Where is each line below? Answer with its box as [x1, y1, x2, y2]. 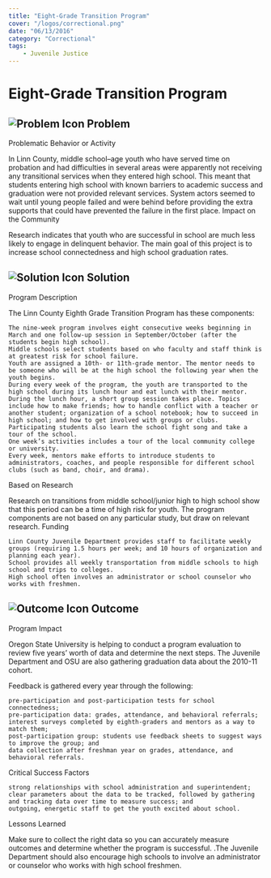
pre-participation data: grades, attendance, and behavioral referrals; [8, 711, 259, 719]
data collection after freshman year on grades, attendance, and [8, 746, 233, 755]
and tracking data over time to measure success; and [8, 797, 194, 806]
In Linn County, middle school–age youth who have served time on [8, 154, 231, 163]
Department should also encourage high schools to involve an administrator [8, 851, 261, 861]
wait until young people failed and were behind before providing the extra [8, 197, 253, 207]
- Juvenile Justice [23, 49, 89, 58]
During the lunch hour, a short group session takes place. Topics [8, 394, 241, 402]
